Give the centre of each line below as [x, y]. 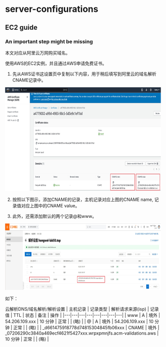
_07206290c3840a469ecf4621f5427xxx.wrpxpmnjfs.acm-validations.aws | [82, 333]
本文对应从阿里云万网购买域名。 [38, 52]
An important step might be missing [49, 42]
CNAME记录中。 [29, 80]
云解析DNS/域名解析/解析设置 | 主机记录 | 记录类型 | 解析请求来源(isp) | [77, 309]
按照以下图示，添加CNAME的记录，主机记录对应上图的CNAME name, [83, 199]
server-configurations [52, 9]
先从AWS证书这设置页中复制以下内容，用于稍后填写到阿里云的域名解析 [84, 74]
